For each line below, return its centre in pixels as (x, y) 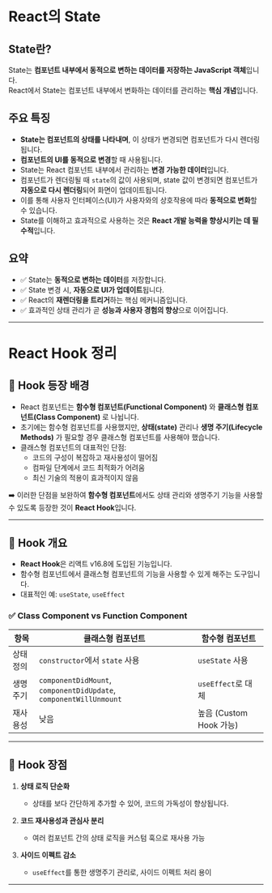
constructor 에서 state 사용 (89, 660)
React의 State (55, 17)
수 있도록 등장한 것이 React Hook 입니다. (72, 507)
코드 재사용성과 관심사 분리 (62, 820)
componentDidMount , (75, 680)
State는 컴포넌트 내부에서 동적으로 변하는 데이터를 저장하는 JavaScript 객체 (127, 70)
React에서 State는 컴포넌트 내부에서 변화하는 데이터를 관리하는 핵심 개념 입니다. (133, 90)
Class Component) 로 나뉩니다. (87, 417)
